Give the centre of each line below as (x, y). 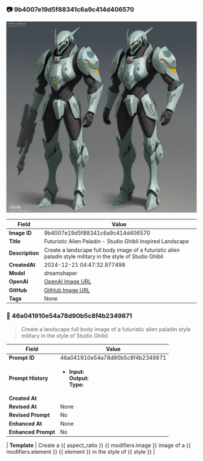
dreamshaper (61, 273)
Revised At (23, 407)
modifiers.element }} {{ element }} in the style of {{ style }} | (81, 452)
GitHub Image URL (67, 290)
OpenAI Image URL (68, 281)
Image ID (20, 233)
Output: (79, 378)
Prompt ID (22, 358)
